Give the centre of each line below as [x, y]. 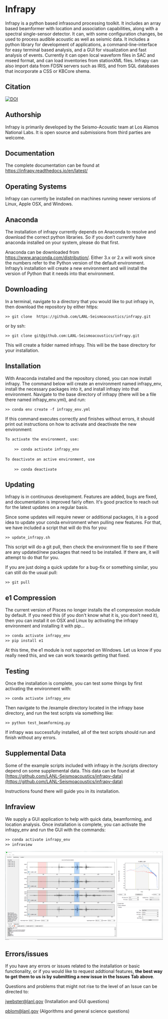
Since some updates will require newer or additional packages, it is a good [82, 517]
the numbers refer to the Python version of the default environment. [75, 263]
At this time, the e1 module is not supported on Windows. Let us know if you [83, 650]
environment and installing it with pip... [45, 626]
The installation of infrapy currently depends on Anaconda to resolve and [80, 232]
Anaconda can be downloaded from [42, 252]
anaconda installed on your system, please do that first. [62, 242]
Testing [17, 671]
